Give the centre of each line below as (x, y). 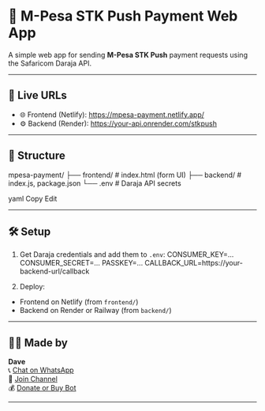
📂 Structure (37, 156)
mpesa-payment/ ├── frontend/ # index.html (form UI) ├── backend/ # (125, 175)
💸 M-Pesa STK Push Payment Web (123, 16)
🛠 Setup (30, 231)
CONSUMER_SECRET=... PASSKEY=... (81, 263)
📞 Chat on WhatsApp (41, 370)
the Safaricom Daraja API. (50, 63)
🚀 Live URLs (37, 95)
